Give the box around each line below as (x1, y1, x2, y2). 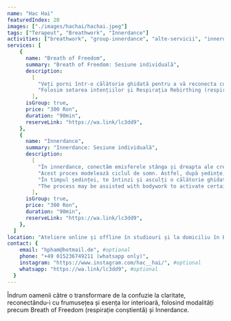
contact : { (7, 240, 38, 247)
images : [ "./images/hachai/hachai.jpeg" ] (7, 23, 128, 30)
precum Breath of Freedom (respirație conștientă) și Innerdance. (7, 305, 190, 313)
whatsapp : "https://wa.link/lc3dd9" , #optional (19, 265, 158, 272)
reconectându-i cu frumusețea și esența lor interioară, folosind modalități (7, 298, 214, 307)
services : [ (7, 42, 41, 49)
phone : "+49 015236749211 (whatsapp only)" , (19, 253, 149, 260)
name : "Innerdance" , (25, 138, 85, 145)
